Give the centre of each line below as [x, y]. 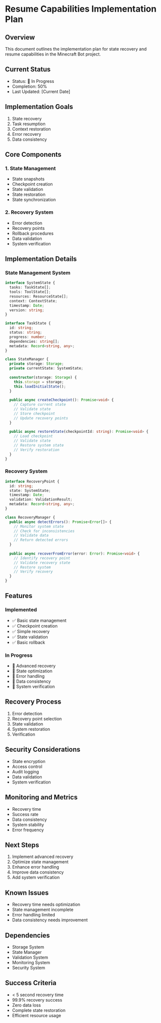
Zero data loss [26, 1005]
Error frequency [28, 830]
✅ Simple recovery [31, 631]
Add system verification [36, 877]
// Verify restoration [37, 450]
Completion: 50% [30, 86]
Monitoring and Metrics [41, 797]
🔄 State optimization [32, 671]
